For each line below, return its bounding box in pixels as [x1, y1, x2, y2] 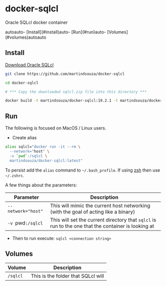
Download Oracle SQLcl [5, 61, 54, 67]
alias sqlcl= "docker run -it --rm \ [5, 144, 81, 149]
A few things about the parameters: [5, 182, 78, 188]
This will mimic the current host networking [50, 202, 151, 209]
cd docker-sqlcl [5, 80, 39, 85]
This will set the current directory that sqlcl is [50, 216, 157, 223]
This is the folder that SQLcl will [31, 273, 104, 280]
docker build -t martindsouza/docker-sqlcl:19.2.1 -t [5, 98, 119, 103]
